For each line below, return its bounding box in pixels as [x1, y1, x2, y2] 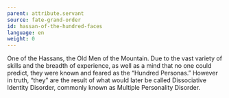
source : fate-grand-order [7, 16, 81, 23]
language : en [7, 29, 45, 36]
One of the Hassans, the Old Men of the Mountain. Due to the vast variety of [7, 54, 223, 62]
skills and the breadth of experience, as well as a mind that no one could [7, 62, 212, 70]
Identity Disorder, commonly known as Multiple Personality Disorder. [7, 84, 201, 92]
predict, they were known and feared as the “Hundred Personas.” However [7, 69, 218, 77]
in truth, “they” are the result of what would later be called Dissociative [7, 76, 207, 84]
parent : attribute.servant [7, 10, 84, 17]
